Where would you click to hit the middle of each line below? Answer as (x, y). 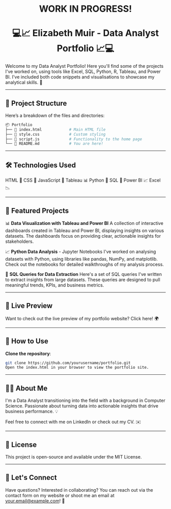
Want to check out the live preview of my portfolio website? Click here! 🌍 (82, 318)
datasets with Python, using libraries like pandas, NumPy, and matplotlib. (81, 259)
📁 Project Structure (36, 103)
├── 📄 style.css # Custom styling (55, 134)
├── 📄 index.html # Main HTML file (55, 130)
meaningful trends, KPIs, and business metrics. (55, 285)
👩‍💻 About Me (26, 388)
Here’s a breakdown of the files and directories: (55, 115)
